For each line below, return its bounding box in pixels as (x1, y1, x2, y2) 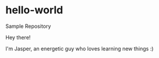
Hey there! (5, 34, 31, 41)
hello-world (5, 3, 64, 17)
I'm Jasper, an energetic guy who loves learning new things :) (5, 45, 154, 52)
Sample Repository (5, 23, 51, 30)
